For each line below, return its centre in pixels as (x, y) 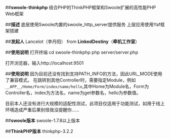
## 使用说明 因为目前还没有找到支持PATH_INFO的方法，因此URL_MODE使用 (84, 74)
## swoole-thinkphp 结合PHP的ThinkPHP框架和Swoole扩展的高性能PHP (81, 7)
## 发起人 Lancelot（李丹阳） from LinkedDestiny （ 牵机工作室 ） (73, 41)
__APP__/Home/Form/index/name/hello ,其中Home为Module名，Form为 (77, 86)
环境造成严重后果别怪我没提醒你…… (42, 110)
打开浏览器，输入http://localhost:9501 (45, 63)
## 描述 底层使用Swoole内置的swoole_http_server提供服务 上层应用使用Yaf (83, 25)
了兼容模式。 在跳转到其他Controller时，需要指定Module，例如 (71, 80)
